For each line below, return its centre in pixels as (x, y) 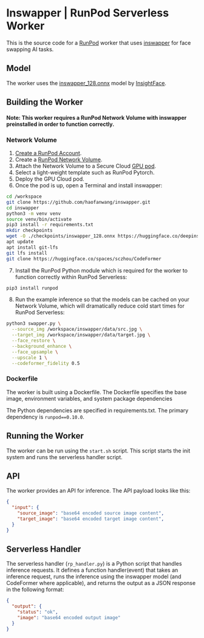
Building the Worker (45, 102)
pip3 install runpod (32, 288)
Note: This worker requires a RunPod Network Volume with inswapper (97, 117)
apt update (20, 242)
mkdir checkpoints (29, 231)
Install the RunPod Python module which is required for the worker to (101, 270)
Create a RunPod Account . (48, 153)
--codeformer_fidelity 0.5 (46, 363)
